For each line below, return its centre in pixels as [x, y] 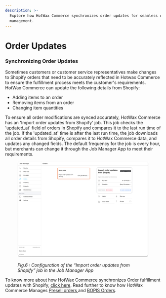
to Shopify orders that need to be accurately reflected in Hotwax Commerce [83, 77]
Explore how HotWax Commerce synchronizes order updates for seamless [84, 16]
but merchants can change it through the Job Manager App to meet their [79, 149]
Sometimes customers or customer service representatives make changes [81, 72]
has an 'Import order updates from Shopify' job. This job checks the [74, 122]
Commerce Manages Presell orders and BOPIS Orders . [61, 290]
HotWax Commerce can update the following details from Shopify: [72, 88]
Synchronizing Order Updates [41, 61]
